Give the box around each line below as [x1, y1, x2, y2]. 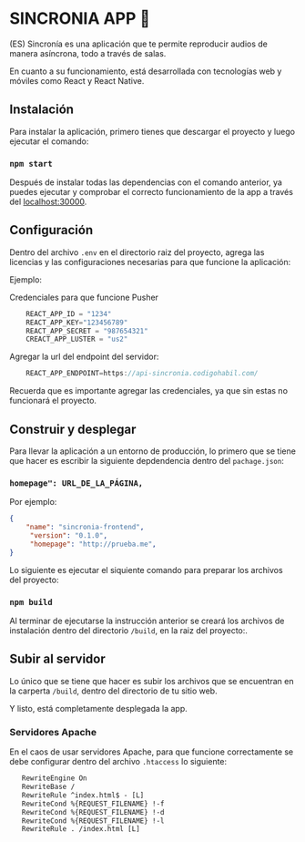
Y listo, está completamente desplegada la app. [9, 703, 188, 714]
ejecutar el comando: [9, 136, 89, 147]
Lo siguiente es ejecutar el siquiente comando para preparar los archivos [9, 564, 284, 575]
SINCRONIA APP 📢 [9, 8, 151, 29]
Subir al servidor [9, 652, 107, 667]
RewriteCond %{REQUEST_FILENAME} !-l [21, 816, 166, 826]
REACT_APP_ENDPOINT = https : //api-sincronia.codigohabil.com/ [25, 369, 259, 378]
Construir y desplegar [9, 421, 137, 436]
